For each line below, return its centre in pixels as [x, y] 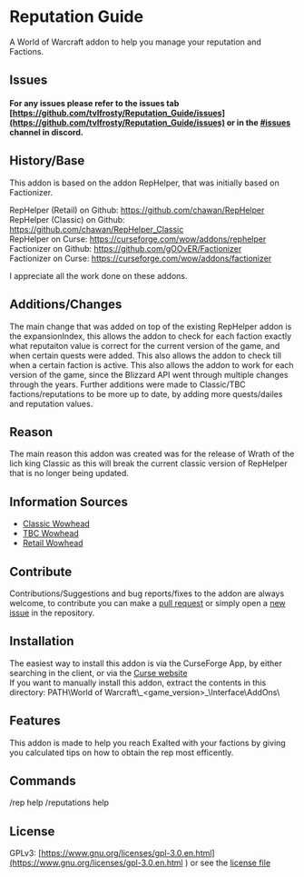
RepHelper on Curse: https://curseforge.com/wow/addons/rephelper [138, 239]
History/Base [47, 161]
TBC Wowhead [50, 533]
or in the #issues [259, 122]
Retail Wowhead [53, 543]
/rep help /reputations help [59, 802]
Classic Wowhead [56, 523]
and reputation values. [51, 404]
